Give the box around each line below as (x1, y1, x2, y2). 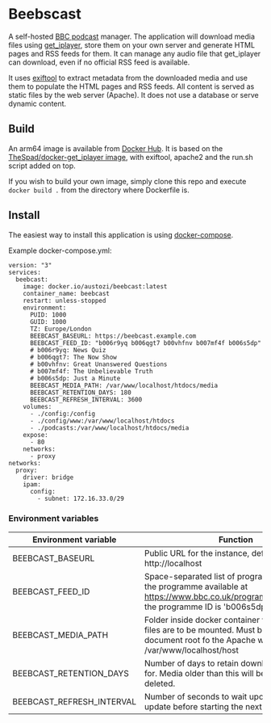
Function (218, 534, 254, 545)
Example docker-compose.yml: (8, 246, 112, 255)
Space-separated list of (144, 570, 236, 582)
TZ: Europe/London (29, 325, 92, 333)
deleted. (144, 678, 176, 689)
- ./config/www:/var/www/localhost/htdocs (29, 417, 175, 425)
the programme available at (144, 581, 248, 592)
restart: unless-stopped (23, 296, 106, 305)
